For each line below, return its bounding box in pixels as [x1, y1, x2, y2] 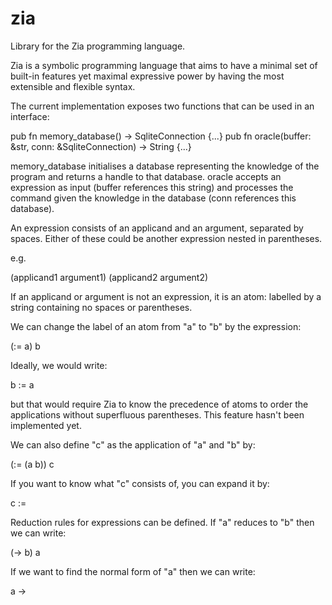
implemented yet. [10, 419, 82, 431]
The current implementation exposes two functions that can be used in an [10, 100, 315, 112]
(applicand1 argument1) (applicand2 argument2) [10, 271, 209, 283]
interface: [10, 110, 50, 122]
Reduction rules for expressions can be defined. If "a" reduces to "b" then [10, 516, 315, 528]
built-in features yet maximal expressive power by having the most [10, 70, 285, 82]
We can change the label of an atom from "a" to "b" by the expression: [10, 320, 302, 332]
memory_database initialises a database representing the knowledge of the [10, 160, 320, 172]
